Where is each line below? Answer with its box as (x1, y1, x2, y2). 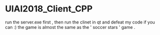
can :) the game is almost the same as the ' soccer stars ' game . (5, 24, 136, 30)
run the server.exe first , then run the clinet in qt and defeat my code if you (5, 19, 155, 25)
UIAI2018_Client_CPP (5, 3, 93, 14)
